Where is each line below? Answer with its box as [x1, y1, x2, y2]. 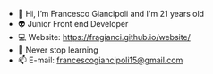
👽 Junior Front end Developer [17, 19, 129, 29]
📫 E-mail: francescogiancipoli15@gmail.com [17, 54, 183, 65]
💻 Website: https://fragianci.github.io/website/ [17, 32, 191, 42]
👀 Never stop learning [17, 45, 98, 55]
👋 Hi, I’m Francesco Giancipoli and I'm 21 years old [17, 9, 204, 19]
